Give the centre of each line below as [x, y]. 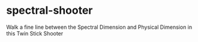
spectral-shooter [49, 10]
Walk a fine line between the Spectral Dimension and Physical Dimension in [99, 27]
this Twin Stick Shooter [35, 33]
